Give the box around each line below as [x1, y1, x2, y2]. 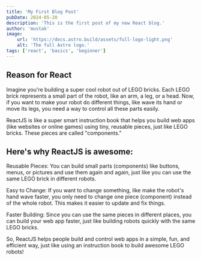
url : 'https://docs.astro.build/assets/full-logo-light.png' [17, 37, 173, 43]
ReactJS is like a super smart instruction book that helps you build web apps [6, 116, 195, 123]
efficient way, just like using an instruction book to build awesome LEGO [6, 242, 185, 249]
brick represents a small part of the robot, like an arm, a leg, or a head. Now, [6, 92, 194, 99]
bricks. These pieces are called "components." [6, 129, 122, 137]
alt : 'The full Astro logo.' [17, 43, 90, 49]
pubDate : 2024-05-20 [6, 14, 58, 20]
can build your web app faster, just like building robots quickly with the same [6, 217, 196, 225]
